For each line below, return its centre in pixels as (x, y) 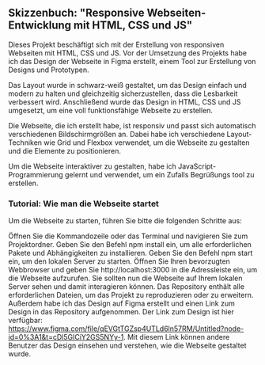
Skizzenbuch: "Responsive (76, 13)
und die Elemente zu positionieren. (64, 150)
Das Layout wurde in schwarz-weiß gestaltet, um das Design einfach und (127, 85)
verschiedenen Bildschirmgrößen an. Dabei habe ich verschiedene (117, 134)
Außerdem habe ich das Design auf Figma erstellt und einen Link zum (121, 303)
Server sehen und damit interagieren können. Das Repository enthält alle (127, 287)
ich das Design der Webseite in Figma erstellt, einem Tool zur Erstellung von (132, 61)
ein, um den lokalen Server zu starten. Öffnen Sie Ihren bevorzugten (119, 261)
